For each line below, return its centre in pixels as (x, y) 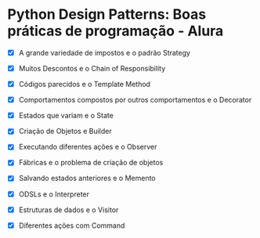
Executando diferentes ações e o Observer (88, 147)
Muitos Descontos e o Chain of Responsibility (92, 69)
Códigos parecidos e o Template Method (84, 85)
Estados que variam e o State (66, 116)
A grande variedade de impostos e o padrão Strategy (105, 52)
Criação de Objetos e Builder (65, 132)
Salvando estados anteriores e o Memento (87, 178)
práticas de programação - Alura (116, 31)
